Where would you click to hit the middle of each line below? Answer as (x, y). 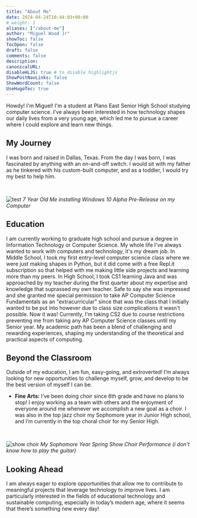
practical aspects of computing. (45, 339)
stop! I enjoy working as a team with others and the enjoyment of (94, 402)
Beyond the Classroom (49, 358)
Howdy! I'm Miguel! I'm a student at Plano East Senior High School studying (98, 105)
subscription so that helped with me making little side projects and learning (98, 270)
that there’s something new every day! (53, 509)
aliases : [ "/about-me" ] (35, 28)
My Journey (29, 143)
